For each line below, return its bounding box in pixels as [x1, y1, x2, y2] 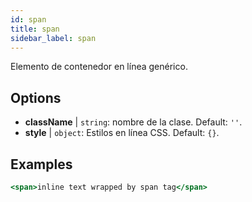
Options [10, 89, 62, 106]
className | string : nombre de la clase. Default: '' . [24, 116, 243, 128]
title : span [10, 24, 60, 34]
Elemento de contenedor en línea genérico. [10, 61, 188, 73]
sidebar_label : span [10, 33, 97, 43]
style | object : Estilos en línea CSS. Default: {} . [24, 127, 220, 139]
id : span [10, 14, 47, 25]
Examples [10, 156, 73, 173]
